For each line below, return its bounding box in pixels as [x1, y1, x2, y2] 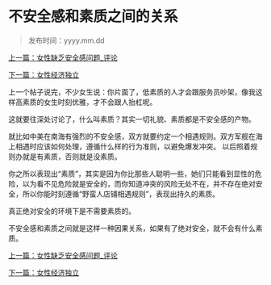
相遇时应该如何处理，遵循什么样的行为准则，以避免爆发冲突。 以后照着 [15, 141, 251, 151]
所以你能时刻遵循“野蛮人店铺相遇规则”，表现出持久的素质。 [22, 189, 220, 199]
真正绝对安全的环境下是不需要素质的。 [8, 206, 135, 216]
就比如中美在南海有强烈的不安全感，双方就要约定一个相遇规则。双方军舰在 [8, 131, 256, 141]
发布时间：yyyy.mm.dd [27, 36, 105, 45]
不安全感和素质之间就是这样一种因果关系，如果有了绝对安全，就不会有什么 [8, 223, 256, 233]
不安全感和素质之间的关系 [8, 7, 179, 26]
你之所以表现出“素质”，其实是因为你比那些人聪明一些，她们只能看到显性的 [8, 169, 256, 178]
